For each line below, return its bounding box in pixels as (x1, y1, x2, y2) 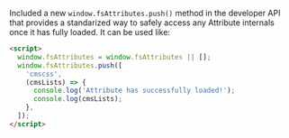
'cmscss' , (25, 69, 63, 78)
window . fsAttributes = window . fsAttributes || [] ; (17, 52, 212, 61)
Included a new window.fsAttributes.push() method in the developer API (9, 8, 281, 18)
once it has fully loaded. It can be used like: (9, 27, 171, 37)
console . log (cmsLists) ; (32, 95, 123, 104)
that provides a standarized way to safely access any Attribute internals (9, 17, 275, 28)
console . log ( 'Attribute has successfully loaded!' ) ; (32, 86, 236, 96)
